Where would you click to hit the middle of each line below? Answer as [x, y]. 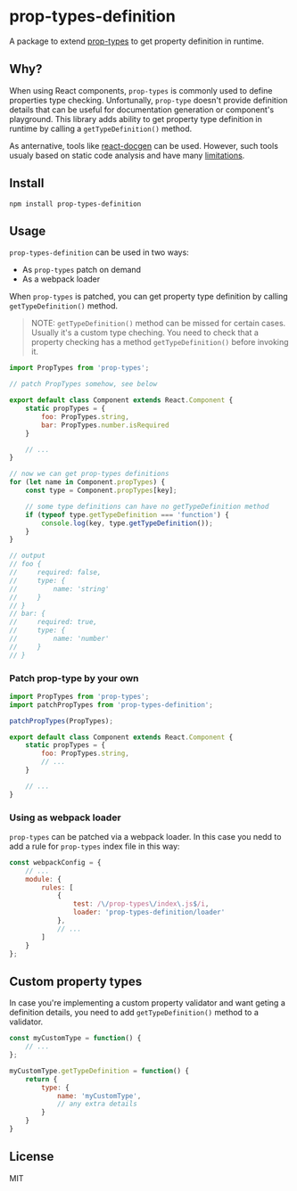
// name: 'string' [59, 589]
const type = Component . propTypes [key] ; [101, 490]
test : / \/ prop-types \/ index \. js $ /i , [141, 904]
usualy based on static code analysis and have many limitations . [127, 155]
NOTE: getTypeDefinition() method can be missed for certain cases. [158, 324]
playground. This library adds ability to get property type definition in [136, 119]
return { [41, 1079]
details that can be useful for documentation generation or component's [142, 110]
